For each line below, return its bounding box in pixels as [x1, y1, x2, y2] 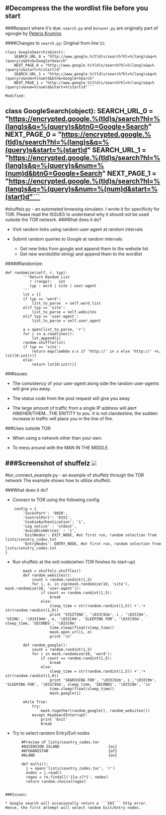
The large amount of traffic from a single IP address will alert [12, 405, 137, 411]
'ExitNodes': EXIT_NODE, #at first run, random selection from [23, 533, 157, 538]
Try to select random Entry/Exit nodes [12, 730, 90, 736]
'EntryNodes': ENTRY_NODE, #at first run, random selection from [23, 542, 162, 546]
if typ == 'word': [23, 296, 61, 301]
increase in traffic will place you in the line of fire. [12, 415, 113, 421]
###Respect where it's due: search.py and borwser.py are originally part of [5, 25, 158, 31]
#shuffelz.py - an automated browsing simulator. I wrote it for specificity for [5, 206, 160, 212]
